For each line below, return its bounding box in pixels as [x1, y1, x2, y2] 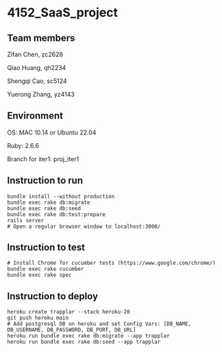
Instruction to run [7, 175, 84, 187]
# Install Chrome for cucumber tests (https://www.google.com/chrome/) [7, 259, 216, 267]
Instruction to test [7, 242, 86, 253]
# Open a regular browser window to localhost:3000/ [7, 223, 161, 230]
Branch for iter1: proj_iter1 [7, 154, 79, 163]
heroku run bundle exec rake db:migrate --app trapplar [7, 333, 170, 340]
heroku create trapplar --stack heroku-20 [7, 309, 130, 316]
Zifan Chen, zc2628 [7, 50, 64, 58]
